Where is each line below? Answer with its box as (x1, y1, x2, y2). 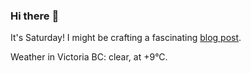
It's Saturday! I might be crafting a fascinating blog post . (10, 32, 242, 44)
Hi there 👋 (10, 9, 60, 23)
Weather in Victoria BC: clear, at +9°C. (10, 51, 168, 63)
